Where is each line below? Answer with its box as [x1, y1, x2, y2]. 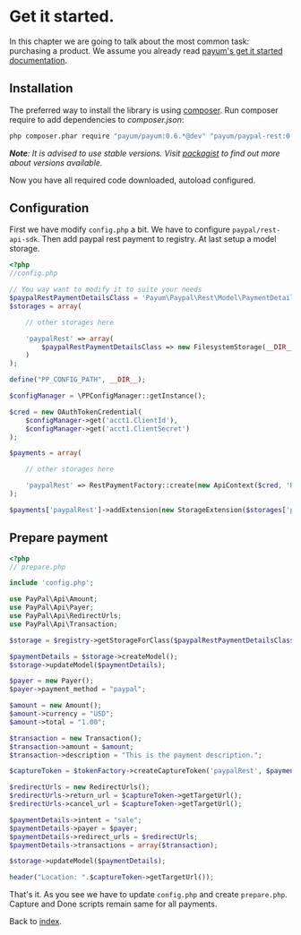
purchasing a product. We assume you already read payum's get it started [9, 45, 284, 56]
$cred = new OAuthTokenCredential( [9, 407, 142, 416]
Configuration [9, 201, 90, 216]
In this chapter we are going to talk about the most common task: [9, 36, 250, 47]
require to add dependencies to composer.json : [9, 114, 185, 124]
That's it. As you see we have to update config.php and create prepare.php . [9, 889, 288, 900]
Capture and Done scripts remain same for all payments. [9, 898, 218, 910]
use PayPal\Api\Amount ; [9, 595, 99, 604]
